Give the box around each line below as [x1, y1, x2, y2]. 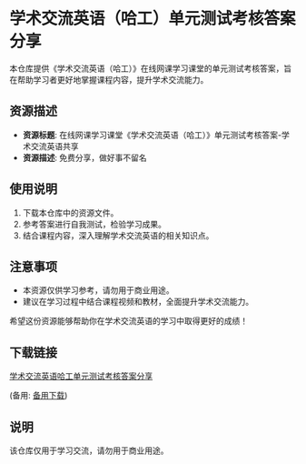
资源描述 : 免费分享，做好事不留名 [22, 152, 147, 163]
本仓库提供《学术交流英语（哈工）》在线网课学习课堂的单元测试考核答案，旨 [9, 63, 292, 74]
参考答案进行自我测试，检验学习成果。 [22, 218, 166, 229]
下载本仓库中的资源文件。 [22, 207, 119, 218]
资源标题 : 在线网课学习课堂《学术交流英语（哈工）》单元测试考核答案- [22, 129, 282, 140]
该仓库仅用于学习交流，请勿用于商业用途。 [9, 445, 169, 456]
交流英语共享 [30, 140, 79, 151]
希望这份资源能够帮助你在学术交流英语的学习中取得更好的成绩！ [9, 316, 248, 327]
